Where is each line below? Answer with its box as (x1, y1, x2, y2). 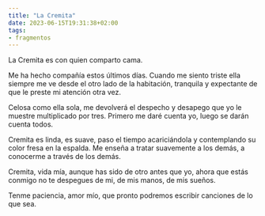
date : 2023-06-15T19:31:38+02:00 (8, 19, 119, 27)
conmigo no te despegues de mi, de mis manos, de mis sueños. (8, 176, 216, 185)
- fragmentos (8, 33, 51, 42)
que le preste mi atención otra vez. (8, 88, 121, 97)
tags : (8, 26, 26, 34)
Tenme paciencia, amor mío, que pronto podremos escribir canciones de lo (8, 191, 253, 200)
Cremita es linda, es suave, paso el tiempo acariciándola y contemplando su (8, 135, 256, 145)
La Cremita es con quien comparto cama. (8, 55, 143, 65)
